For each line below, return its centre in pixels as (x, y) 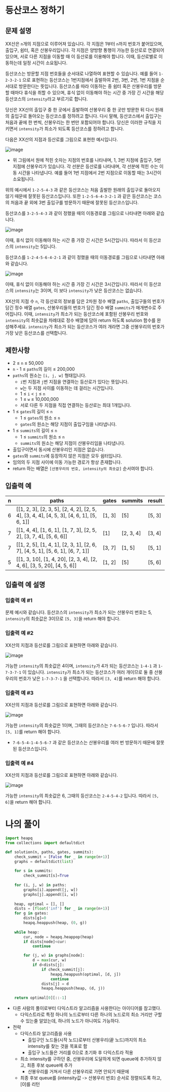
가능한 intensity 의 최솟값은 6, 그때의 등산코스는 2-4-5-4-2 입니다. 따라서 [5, (82, 796)
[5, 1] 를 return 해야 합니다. (33, 731)
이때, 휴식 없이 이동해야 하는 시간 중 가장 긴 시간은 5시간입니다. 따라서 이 (77, 240)
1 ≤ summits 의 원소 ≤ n (42, 437)
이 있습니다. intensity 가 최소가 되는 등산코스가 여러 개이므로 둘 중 (88, 672)
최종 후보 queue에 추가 (50, 1065)
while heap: (27, 932)
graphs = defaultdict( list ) (44, 861)
